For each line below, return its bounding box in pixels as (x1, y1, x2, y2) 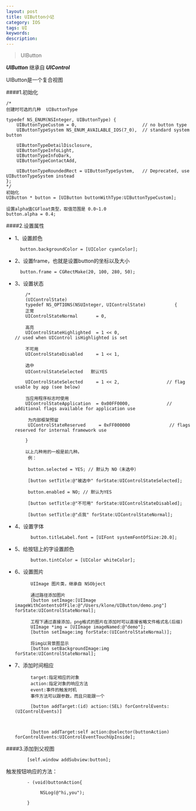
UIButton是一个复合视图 (6, 77, 63, 83)
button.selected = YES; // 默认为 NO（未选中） (27, 466, 139, 472)
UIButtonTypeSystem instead (6, 173, 75, 179)
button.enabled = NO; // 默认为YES (27, 489, 112, 495)
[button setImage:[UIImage (30, 597, 97, 603)
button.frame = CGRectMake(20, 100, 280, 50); (20, 269, 136, 275)
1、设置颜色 (14, 235, 43, 242)
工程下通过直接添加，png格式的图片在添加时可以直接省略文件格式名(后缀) (30, 619, 183, 625)
